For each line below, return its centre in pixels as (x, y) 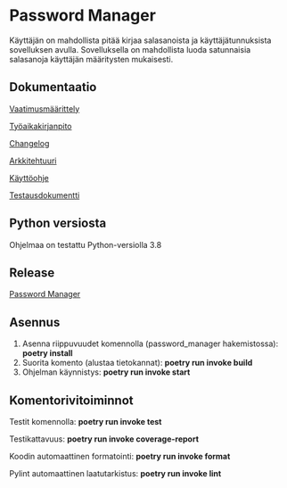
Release (32, 273)
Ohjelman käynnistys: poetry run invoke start (106, 372)
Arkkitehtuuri (33, 161)
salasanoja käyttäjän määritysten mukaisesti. (91, 59)
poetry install (47, 353)
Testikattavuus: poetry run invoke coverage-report (104, 439)
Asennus (35, 322)
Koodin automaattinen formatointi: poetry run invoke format (120, 456)
